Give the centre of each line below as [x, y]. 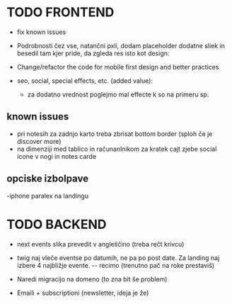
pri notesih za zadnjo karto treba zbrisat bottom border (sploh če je [115, 134]
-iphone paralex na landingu [48, 196]
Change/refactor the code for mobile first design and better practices [118, 67]
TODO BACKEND [57, 224]
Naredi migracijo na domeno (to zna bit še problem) [92, 279]
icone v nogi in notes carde [57, 156]
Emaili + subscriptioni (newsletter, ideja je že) [83, 293]
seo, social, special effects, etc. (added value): [85, 80]
